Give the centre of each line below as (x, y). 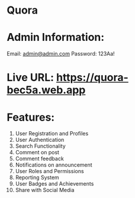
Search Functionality (40, 146)
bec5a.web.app (46, 90)
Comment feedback (39, 159)
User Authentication (40, 140)
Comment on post (37, 152)
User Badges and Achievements (54, 184)
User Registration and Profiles (52, 134)
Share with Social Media (45, 190)
